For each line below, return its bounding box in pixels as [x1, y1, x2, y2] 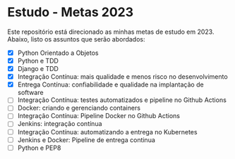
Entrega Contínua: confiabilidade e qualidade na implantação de [17, 80, 204, 89]
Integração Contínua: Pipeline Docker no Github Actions [17, 112, 180, 120]
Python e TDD [17, 57, 59, 65]
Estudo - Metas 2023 [7, 4, 134, 20]
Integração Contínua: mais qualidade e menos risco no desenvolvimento [17, 72, 228, 81]
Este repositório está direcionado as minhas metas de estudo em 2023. [7, 27, 215, 36]
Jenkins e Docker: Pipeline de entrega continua [17, 135, 155, 144]
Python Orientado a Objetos [17, 49, 99, 57]
